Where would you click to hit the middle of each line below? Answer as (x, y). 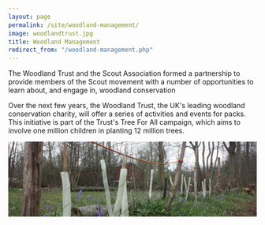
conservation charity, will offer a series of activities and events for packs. (127, 114)
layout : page (30, 17)
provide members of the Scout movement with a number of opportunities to (131, 82)
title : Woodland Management (54, 42)
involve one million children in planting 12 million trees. (97, 131)
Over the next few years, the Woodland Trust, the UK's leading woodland (127, 106)
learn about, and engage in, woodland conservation (92, 90)
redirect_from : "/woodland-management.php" (81, 50)
